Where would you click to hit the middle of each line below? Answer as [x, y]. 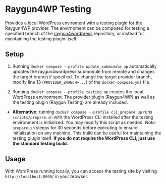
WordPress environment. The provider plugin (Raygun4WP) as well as [83, 97]
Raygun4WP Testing [48, 9]
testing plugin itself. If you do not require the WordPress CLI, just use [83, 138]
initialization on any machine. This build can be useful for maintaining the [87, 133]
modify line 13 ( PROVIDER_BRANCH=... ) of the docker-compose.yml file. [81, 82]
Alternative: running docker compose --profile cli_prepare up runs [82, 112]
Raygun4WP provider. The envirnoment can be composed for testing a [77, 28]
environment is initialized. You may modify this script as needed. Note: [84, 122]
